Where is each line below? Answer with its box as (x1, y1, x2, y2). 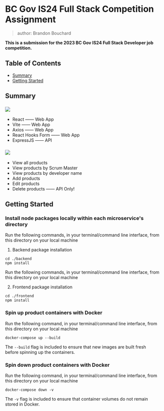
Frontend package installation (12, 284, 73, 290)
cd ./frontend (5, 294, 34, 299)
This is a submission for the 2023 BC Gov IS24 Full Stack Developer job (5, 39, 154, 45)
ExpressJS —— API (12, 137, 52, 143)
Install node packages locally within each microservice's (5, 215, 144, 222)
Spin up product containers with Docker (5, 309, 102, 316)
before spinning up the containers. (5, 349, 75, 355)
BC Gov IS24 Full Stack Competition (5, 3, 154, 15)
